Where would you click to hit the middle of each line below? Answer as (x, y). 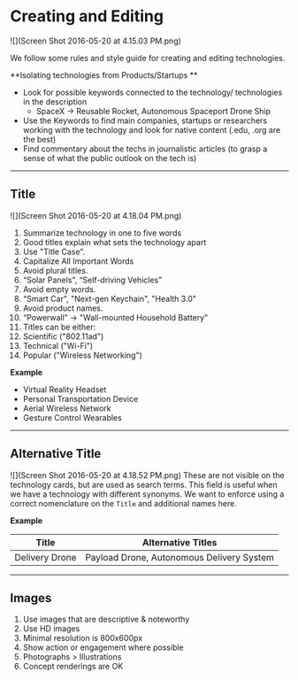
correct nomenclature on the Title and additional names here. (123, 503)
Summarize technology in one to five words (102, 233)
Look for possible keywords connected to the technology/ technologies (153, 92)
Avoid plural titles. (55, 270)
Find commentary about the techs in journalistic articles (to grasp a (145, 149)
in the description (55, 101)
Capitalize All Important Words (78, 261)
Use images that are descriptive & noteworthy (106, 619)
